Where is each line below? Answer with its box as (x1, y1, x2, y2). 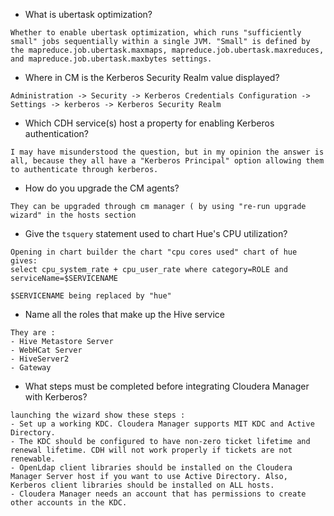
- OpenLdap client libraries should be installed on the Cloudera (10, 463, 293, 473)
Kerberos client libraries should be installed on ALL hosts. (10, 480, 275, 490)
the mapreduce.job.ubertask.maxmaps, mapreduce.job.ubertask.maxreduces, (10, 45, 325, 55)
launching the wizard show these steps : (10, 410, 186, 420)
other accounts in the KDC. (10, 498, 128, 508)
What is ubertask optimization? (24, 9, 153, 20)
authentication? (24, 128, 89, 139)
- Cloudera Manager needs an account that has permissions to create (10, 489, 307, 499)
